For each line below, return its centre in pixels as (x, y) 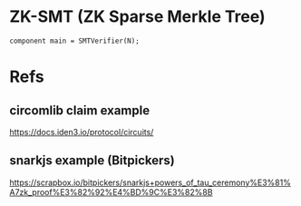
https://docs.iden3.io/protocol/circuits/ (82, 132)
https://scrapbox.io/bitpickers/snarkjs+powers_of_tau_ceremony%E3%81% (150, 182)
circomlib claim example (80, 110)
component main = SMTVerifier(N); (75, 41)
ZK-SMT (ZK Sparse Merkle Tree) (137, 17)
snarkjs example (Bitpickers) (92, 161)
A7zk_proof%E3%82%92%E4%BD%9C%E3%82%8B (111, 191)
